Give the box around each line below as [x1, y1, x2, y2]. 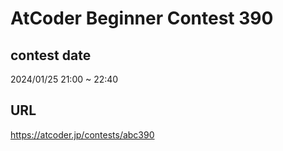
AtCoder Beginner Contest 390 [10, 7, 274, 30]
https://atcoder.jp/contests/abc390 [10, 128, 155, 141]
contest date [10, 47, 92, 64]
